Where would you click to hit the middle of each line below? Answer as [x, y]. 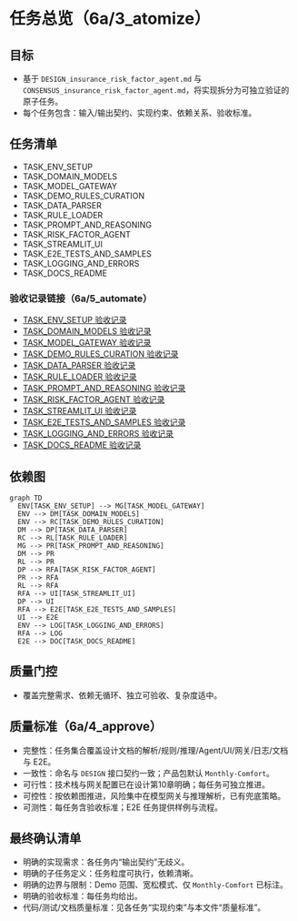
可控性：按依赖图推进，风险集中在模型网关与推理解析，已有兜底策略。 [154, 795]
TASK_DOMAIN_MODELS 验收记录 [87, 331]
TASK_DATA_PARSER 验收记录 [79, 366]
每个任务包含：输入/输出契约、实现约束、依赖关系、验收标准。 [139, 113]
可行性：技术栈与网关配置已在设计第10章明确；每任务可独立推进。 [146, 784]
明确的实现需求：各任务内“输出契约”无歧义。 [106, 862]
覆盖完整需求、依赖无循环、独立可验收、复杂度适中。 [122, 695]
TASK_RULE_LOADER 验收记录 [80, 377]
